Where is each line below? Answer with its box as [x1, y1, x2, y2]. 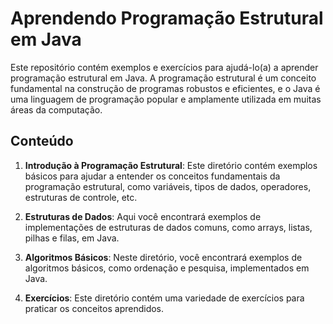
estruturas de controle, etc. [24, 191, 138, 203]
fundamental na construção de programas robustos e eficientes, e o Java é [10, 82, 321, 94]
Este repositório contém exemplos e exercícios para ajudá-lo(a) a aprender [10, 61, 319, 73]
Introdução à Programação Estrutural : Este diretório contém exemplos [24, 159, 318, 171]
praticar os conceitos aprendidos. [24, 302, 165, 314]
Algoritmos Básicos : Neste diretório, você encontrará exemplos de [24, 251, 303, 263]
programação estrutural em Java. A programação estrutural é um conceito [10, 72, 317, 84]
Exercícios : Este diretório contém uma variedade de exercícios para [24, 292, 305, 304]
